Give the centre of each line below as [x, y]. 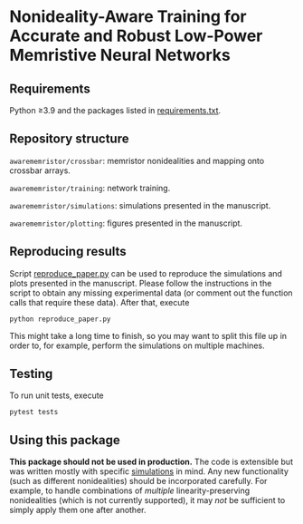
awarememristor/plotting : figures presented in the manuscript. [126, 223]
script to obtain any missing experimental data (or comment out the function [151, 293]
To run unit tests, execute [57, 395]
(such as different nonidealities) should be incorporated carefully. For [138, 481]
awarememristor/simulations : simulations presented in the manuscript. [140, 205]
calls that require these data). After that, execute [99, 302]
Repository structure [69, 139]
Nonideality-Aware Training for [128, 17]
